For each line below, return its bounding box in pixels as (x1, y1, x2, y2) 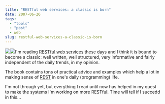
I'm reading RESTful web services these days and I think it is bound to (15, 49, 157, 55)
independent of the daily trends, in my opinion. (5, 59, 100, 65)
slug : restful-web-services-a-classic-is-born (5, 35, 102, 40)
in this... (5, 94, 21, 100)
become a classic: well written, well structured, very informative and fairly (5, 54, 155, 60)
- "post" (9, 26, 28, 31)
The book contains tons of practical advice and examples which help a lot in (5, 69, 160, 74)
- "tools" (9, 21, 30, 26)
